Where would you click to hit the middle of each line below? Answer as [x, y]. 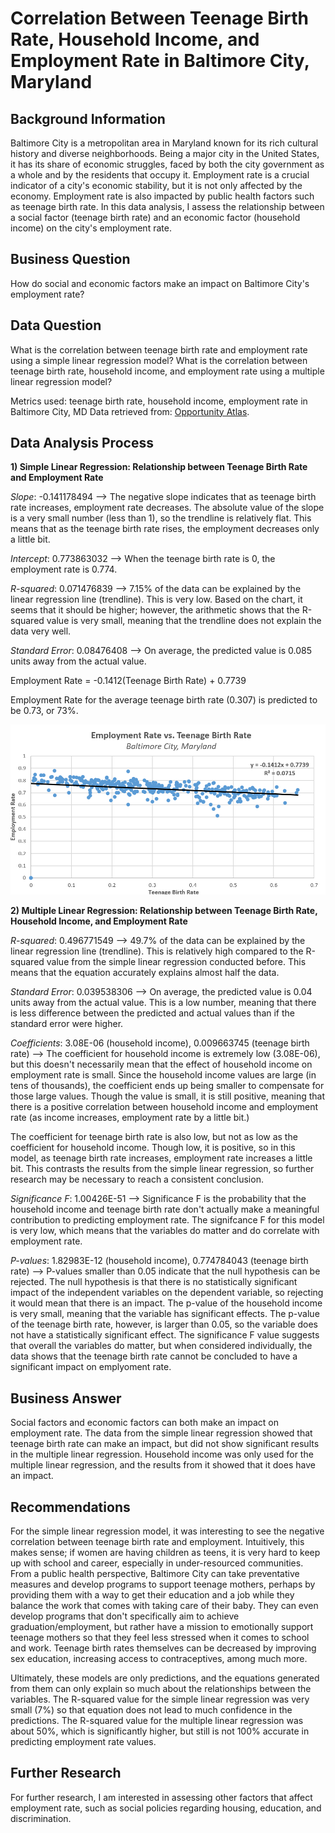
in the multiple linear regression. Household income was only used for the [162, 1454]
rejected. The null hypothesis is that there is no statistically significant [154, 1282]
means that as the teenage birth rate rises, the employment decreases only [165, 529]
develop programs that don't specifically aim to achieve [125, 1616]
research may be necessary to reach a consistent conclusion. [137, 1179]
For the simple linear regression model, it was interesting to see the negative [167, 1531]
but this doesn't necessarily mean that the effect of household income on [161, 1064]
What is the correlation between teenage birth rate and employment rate [159, 349]
